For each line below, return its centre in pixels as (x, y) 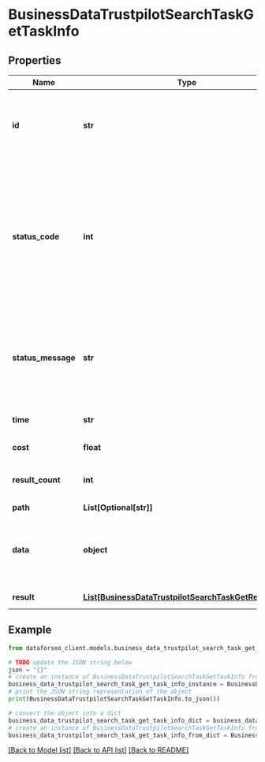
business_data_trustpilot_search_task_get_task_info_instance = (116, 684)
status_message (44, 358)
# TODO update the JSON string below (70, 662)
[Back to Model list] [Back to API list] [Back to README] (99, 750)
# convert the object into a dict (65, 713)
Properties (35, 60)
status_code (36, 236)
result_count (36, 480)
